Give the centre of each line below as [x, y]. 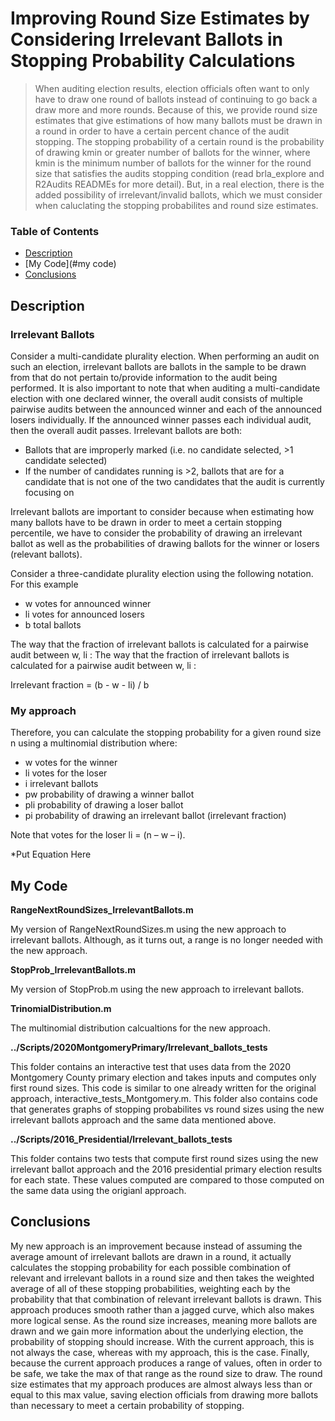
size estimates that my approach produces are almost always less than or [161, 1384]
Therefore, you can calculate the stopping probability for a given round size [166, 733]
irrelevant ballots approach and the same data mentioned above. [143, 1120]
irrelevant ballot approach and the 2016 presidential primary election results [166, 1169]
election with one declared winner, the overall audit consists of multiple [156, 398]
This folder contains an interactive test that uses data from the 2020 [151, 1067]
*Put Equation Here [51, 854]
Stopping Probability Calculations [153, 61]
